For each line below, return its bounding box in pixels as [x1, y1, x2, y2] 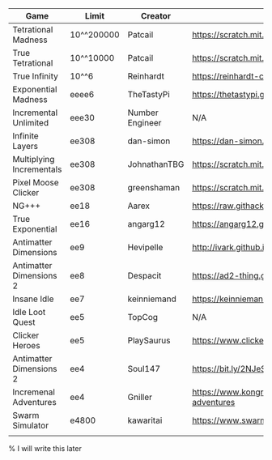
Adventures [12, 397, 57, 407]
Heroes [12, 340, 40, 351]
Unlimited [12, 117, 49, 128]
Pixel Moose [12, 177, 59, 188]
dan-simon [127, 135, 171, 147]
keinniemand [127, 293, 176, 305]
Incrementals [12, 164, 62, 175]
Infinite [12, 130, 39, 141]
